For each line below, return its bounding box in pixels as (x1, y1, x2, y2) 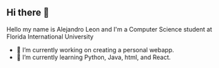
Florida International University (6, 32, 94, 41)
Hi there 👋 (6, 7, 50, 19)
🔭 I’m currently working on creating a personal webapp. (16, 45, 175, 54)
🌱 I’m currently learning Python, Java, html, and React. (16, 53, 171, 61)
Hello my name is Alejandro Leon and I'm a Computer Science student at (6, 25, 213, 33)
